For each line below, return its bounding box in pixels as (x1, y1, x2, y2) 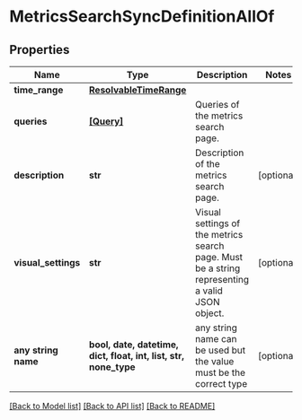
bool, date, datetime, (88, 338, 179, 351)
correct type (194, 378, 248, 389)
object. (194, 307, 225, 319)
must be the (194, 366, 245, 379)
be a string (194, 262, 241, 275)
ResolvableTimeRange (88, 83, 187, 96)
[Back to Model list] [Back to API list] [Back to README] (9, 401, 216, 411)
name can (194, 333, 237, 345)
